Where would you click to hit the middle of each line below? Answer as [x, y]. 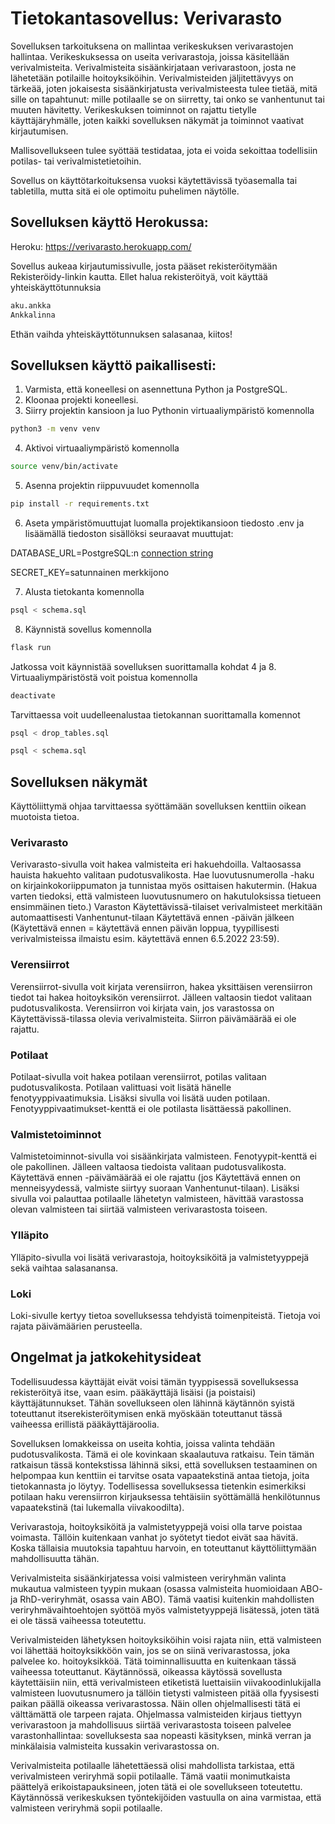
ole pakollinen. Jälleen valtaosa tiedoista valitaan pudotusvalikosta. [148, 1167]
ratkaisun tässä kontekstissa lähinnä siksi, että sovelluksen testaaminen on [164, 1464]
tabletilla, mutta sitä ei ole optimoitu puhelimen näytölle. [125, 191]
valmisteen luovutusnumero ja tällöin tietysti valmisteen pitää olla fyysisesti [165, 1693]
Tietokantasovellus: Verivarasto [146, 18]
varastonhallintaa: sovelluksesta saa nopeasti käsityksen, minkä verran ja [161, 1735]
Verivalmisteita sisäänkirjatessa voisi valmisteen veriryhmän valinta [148, 1578]
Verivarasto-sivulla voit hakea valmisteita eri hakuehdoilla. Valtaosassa [156, 864]
